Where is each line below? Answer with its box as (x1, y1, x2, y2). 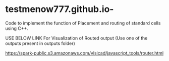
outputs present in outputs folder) (5, 40, 76, 46)
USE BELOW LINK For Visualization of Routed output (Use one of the (5, 35, 148, 41)
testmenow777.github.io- (5, 3, 114, 15)
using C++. (5, 25, 29, 31)
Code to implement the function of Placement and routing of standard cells (5, 20, 161, 26)
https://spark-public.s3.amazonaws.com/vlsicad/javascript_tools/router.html (5, 50, 164, 56)
